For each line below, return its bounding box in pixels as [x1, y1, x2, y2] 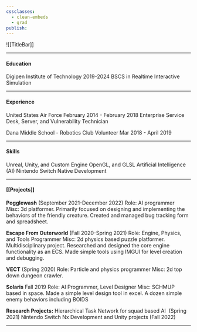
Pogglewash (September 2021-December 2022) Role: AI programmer [6, 199, 175, 206]
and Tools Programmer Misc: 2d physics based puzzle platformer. [6, 236, 165, 243]
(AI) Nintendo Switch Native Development [6, 167, 107, 174]
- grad [11, 19, 28, 25]
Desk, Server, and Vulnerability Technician [6, 118, 108, 125]
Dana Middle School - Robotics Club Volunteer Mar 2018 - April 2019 [6, 129, 172, 136]
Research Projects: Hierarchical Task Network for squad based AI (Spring [6, 307, 186, 314]
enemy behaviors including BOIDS [6, 296, 89, 303]
